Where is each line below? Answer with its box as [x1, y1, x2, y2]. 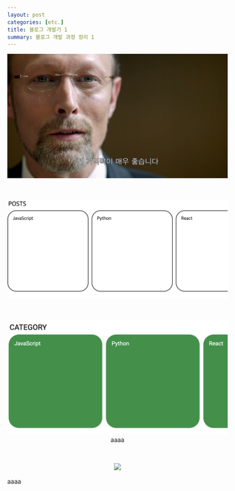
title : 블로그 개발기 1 [7, 26, 68, 33]
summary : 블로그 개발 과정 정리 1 [7, 34, 94, 41]
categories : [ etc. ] [7, 18, 64, 26]
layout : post [7, 11, 45, 18]
